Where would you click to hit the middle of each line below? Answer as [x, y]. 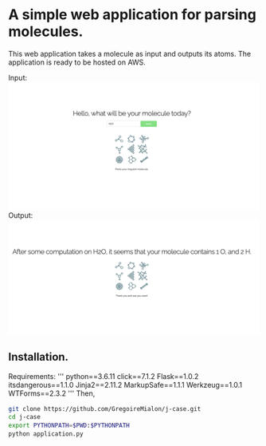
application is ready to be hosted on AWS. [77, 62]
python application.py [46, 434]
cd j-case [25, 417]
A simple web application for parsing [132, 15]
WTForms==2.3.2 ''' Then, [52, 393]
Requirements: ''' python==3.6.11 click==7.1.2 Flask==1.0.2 [104, 376]
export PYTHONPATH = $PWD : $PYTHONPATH [69, 426]
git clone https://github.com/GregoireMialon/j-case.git [105, 409]
